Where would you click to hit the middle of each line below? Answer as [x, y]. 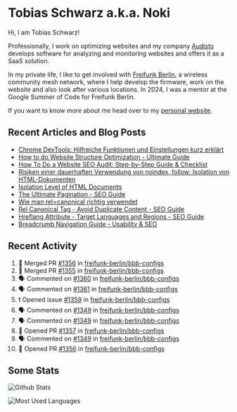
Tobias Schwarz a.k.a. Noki [89, 13]
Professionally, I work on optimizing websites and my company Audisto [111, 46]
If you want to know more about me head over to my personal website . [110, 110]
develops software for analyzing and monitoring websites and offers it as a [116, 53]
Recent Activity [43, 246]
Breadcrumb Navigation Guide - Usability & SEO [88, 224]
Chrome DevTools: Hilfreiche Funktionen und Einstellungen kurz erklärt [121, 149]
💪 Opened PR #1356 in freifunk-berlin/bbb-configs [91, 348]
